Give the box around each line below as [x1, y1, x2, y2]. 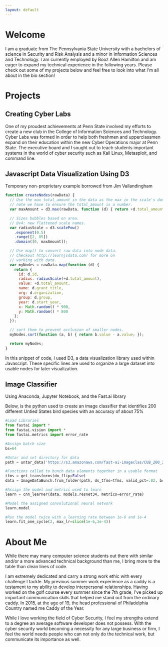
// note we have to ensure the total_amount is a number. [9, 202, 133, 207]
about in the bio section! [5, 72, 55, 78]
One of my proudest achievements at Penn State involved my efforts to [5, 123, 151, 129]
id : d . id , [18, 272, 39, 277]
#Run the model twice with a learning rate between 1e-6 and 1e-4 [5, 514, 146, 520]
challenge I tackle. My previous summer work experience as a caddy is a [5, 579, 155, 585]
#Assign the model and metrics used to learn [5, 487, 101, 492]
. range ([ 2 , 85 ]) [14, 235, 48, 240]
